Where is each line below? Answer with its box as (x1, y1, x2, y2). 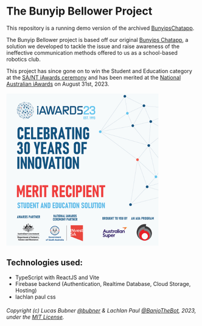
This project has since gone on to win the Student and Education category (6, 67, 193, 74)
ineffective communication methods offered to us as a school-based (6, 49, 178, 56)
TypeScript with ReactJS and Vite (15, 274, 99, 281)
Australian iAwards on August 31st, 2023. (6, 80, 110, 88)
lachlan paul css (15, 293, 56, 300)
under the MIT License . (6, 313, 64, 321)
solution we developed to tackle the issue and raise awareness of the (6, 43, 180, 50)
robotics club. (6, 55, 41, 63)
